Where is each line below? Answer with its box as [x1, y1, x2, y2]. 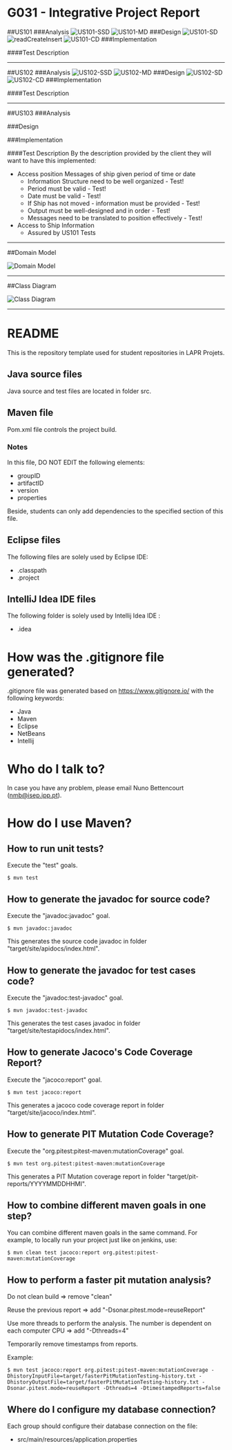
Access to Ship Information [17, 221, 95, 229]
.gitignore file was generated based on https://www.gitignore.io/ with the [7, 687, 214, 695]
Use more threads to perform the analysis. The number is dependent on [7, 1319, 212, 1328]
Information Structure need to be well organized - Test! [27, 177, 184, 185]
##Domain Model [7, 248, 57, 256]
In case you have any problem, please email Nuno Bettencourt [7, 784, 184, 792]
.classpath [17, 566, 47, 574]
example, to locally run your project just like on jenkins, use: [7, 1236, 177, 1244]
